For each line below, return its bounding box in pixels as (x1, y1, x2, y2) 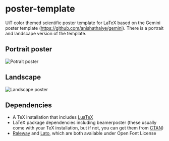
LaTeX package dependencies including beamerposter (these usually (12, 119, 157, 126)
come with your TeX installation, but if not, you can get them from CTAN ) (12, 125, 164, 131)
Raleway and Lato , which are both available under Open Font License (12, 130, 156, 136)
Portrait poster (5, 45, 52, 53)
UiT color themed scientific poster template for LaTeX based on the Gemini (5, 20, 160, 26)
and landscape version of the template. (5, 30, 87, 36)
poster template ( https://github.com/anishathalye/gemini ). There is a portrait (5, 25, 164, 31)
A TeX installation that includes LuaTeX (12, 114, 93, 120)
